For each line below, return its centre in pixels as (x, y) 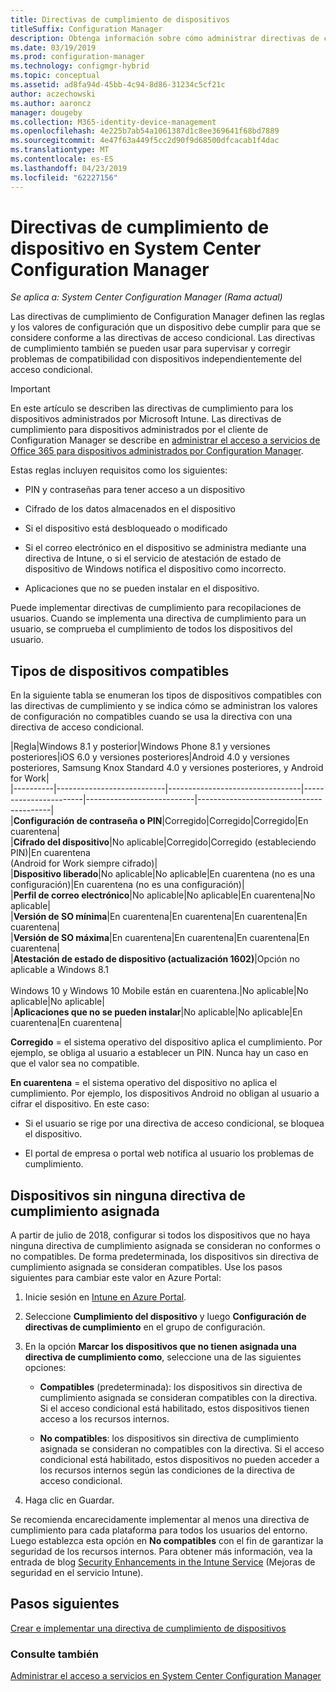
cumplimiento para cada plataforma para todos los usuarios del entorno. (159, 1530)
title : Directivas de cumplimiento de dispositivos (120, 19)
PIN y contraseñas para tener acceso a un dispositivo (135, 490)
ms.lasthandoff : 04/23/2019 (69, 168)
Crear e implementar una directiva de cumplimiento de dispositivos (148, 1628)
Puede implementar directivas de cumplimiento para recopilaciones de (156, 608)
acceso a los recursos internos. (104, 1419)
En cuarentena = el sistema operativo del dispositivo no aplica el (144, 1083)
